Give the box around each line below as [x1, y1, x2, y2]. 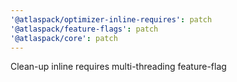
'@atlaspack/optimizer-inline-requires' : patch [10, 14, 213, 25]
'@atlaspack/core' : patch [10, 33, 118, 43]
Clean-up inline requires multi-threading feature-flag [10, 61, 227, 73]
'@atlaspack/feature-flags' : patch [10, 24, 159, 34]
